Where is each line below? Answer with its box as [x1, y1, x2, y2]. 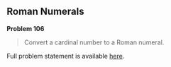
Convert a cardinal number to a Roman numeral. [23, 38, 165, 47]
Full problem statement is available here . [6, 51, 125, 60]
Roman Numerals [6, 6, 84, 18]
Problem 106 [6, 24, 45, 32]
